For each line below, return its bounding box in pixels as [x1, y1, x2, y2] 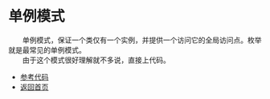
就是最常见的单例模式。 [8, 45, 86, 54]
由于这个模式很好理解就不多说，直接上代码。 [22, 55, 170, 65]
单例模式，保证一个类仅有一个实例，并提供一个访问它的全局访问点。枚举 [22, 35, 262, 45]
